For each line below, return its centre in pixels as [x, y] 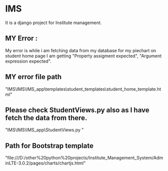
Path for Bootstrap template [49, 146]
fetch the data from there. [46, 118]
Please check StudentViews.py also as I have [77, 110]
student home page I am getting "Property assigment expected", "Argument [83, 56]
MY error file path [33, 77]
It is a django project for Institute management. [53, 23]
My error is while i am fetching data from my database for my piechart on [81, 50]
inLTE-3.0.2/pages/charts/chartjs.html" [46, 163]
